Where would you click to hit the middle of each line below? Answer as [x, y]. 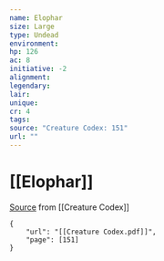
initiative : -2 [38, 69]
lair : [20, 94]
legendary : [30, 86]
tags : [20, 120]
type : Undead [34, 35]
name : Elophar [36, 18]
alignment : [30, 78]
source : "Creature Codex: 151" [69, 129]
